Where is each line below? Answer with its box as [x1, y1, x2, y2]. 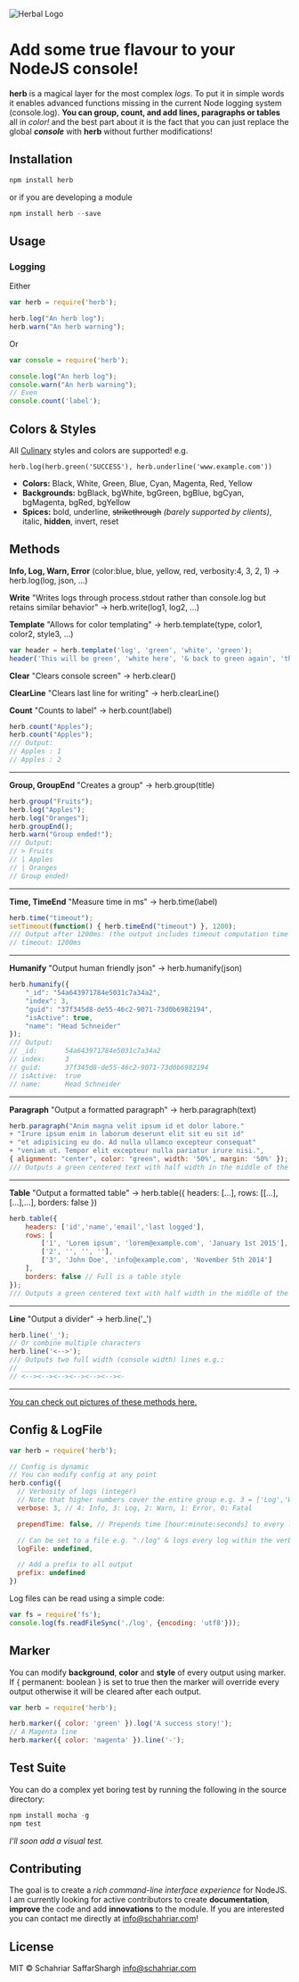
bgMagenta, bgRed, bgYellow [21, 497, 131, 508]
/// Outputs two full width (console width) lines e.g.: [9, 1356, 225, 1364]
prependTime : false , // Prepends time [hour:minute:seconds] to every [17, 1520, 285, 1529]
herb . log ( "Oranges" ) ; [9, 813, 90, 823]
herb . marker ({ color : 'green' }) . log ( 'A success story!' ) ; [9, 1719, 233, 1729]
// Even [9, 388, 38, 397]
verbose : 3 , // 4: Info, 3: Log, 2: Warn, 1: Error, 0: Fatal [17, 1504, 253, 1513]
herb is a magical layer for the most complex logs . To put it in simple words [9, 87, 285, 98]
